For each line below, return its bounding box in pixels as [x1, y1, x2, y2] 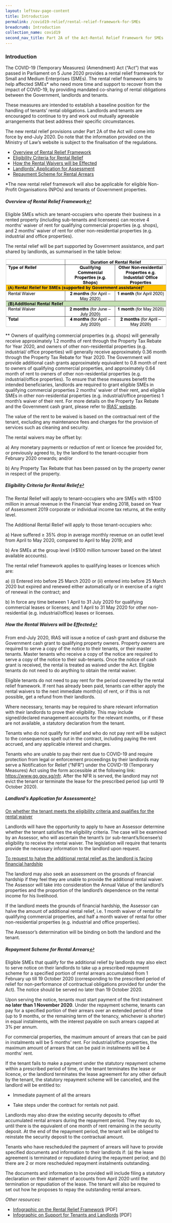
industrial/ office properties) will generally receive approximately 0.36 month [5, 349, 167, 355]
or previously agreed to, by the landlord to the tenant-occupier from [5, 449, 148, 456]
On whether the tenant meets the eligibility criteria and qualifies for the [5, 808, 155, 815]
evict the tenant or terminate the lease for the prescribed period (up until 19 [5, 778, 164, 784]
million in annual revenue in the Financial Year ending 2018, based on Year [5, 500, 162, 507]
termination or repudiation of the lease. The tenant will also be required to [5, 1181, 161, 1188]
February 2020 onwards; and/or [5, 455, 73, 461]
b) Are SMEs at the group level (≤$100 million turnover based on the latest [5, 547, 161, 553]
